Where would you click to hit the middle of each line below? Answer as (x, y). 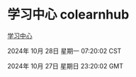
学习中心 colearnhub (68, 15)
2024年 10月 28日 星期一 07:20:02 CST (64, 51)
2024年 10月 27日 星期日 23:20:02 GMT (66, 66)
